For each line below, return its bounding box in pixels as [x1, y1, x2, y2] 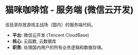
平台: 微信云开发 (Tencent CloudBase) [12, 32, 89, 38]
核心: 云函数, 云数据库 [12, 38, 56, 44]
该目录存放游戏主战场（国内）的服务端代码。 [5, 22, 96, 27]
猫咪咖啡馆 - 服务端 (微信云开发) [5, 4, 134, 16]
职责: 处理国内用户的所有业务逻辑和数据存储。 [12, 44, 106, 50]
